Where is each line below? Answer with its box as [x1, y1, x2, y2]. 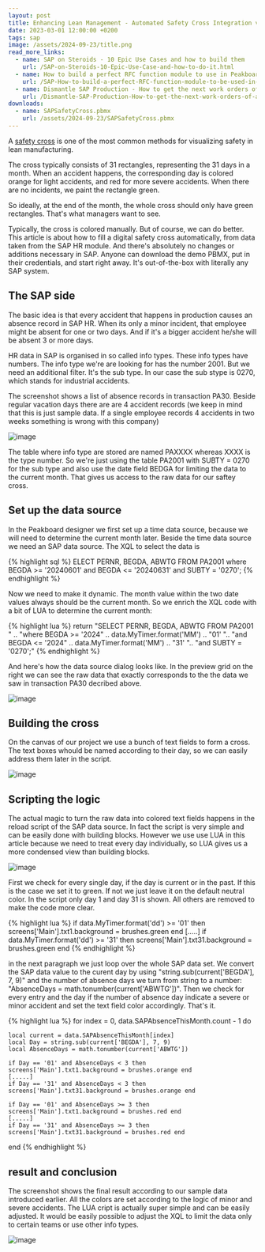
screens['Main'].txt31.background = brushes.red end [8, 1129, 185, 1137]
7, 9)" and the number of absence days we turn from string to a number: [8, 976, 242, 985]
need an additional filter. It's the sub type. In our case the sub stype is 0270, [8, 367, 256, 376]
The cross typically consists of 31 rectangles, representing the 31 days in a [8, 160, 251, 169]
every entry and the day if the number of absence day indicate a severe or [8, 993, 250, 1002]
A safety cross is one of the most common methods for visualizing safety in [8, 136, 254, 146]
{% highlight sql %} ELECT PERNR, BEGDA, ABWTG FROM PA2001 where [8, 557, 247, 566]
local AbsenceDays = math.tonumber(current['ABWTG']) [8, 1046, 189, 1053]
